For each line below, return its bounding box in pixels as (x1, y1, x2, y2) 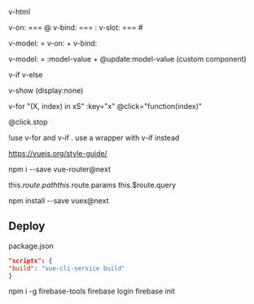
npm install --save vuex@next (8, 196, 109, 206)
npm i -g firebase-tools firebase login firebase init (8, 286, 175, 296)
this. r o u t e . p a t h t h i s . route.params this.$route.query (8, 180, 177, 189)
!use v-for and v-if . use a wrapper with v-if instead (8, 133, 180, 142)
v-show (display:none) (8, 85, 84, 95)
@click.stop (8, 117, 48, 127)
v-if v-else (8, 70, 43, 80)
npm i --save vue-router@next (8, 164, 112, 174)
